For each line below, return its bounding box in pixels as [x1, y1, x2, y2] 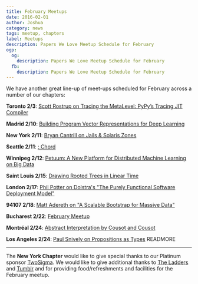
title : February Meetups [6, 8, 67, 15]
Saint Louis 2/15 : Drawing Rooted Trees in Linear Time [6, 172, 139, 180]
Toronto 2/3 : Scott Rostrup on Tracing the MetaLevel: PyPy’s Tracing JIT [6, 103, 183, 110]
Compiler [6, 109, 28, 116]
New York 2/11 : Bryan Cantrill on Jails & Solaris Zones [6, 132, 137, 139]
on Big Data [6, 161, 35, 168]
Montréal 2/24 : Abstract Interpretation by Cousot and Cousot [6, 224, 156, 232]
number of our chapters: [6, 91, 66, 98]
